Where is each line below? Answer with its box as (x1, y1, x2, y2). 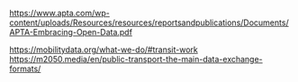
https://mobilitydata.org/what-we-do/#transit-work (9, 44, 198, 55)
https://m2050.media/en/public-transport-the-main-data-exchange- (9, 54, 263, 64)
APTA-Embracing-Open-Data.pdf (9, 27, 133, 37)
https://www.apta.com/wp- (9, 8, 111, 18)
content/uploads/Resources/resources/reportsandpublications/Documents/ (9, 17, 290, 28)
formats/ (9, 63, 41, 74)
